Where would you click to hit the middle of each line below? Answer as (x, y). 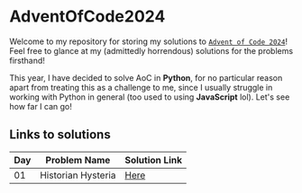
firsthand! (27, 60)
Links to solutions (60, 135)
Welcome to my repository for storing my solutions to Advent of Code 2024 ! (149, 41)
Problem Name (78, 160)
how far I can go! (41, 106)
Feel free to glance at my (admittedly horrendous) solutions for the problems (151, 50)
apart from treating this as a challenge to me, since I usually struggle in (141, 87)
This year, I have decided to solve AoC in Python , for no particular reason (146, 77)
